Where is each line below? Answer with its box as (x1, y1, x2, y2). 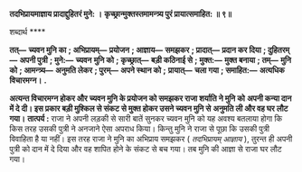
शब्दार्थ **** (9, 27, 46, 37)
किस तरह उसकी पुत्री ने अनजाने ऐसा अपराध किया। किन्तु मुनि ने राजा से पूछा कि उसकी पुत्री (9, 123, 269, 134)
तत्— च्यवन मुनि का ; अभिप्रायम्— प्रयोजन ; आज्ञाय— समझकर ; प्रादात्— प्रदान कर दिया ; (9, 45, 267, 55)
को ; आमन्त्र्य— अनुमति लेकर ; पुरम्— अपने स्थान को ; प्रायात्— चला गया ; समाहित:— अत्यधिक (9, 65, 285, 76)
